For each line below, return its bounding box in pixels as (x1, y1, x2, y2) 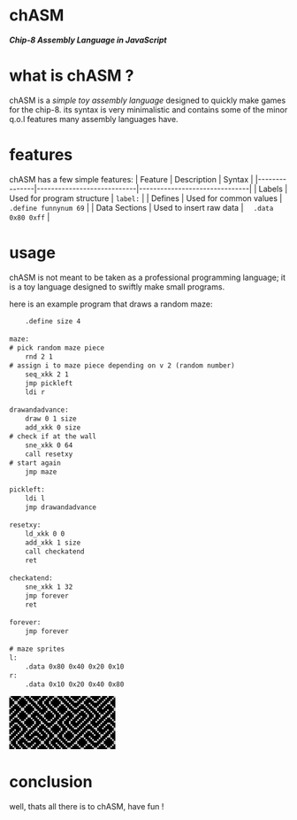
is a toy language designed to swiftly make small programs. (9, 281, 225, 292)
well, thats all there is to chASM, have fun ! (9, 801, 164, 811)
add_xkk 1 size (25, 538, 81, 547)
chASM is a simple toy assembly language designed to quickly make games (9, 95, 286, 105)
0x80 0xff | (9, 212, 50, 222)
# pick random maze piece (9, 343, 104, 352)
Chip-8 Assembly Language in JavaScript (9, 35, 167, 45)
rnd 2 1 (25, 352, 53, 361)
